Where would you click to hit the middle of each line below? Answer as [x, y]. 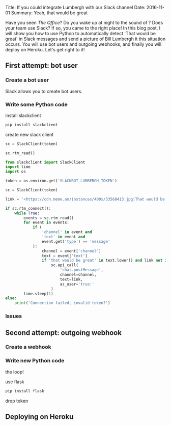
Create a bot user [27, 80]
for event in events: [47, 223]
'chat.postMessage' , [81, 270]
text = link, [71, 279]
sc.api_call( [65, 265]
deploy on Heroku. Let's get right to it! [45, 50]
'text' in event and [63, 237]
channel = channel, [78, 275]
